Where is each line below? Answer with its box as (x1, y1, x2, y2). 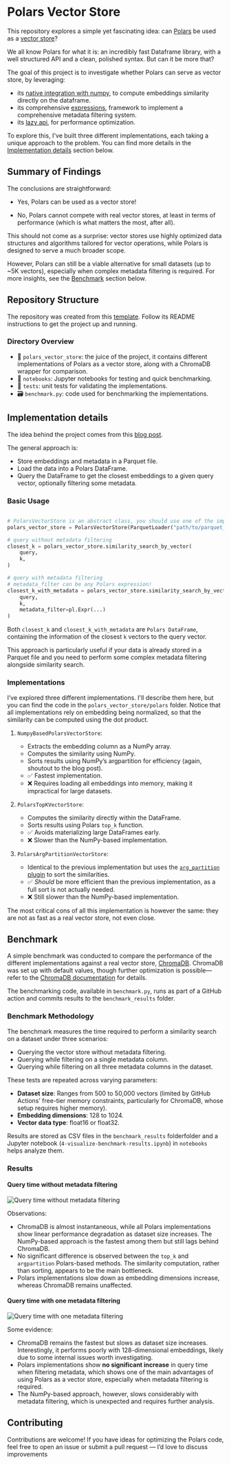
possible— (181, 966, 212, 974)
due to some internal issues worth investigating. (16, 1353, 153, 1361)
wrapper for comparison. (16, 367, 88, 375)
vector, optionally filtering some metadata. (16, 479, 137, 487)
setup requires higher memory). (16, 1104, 108, 1112)
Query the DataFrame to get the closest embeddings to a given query (16, 471, 214, 480)
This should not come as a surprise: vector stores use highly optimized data (7, 231, 222, 239)
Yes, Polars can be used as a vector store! (16, 197, 137, 206)
